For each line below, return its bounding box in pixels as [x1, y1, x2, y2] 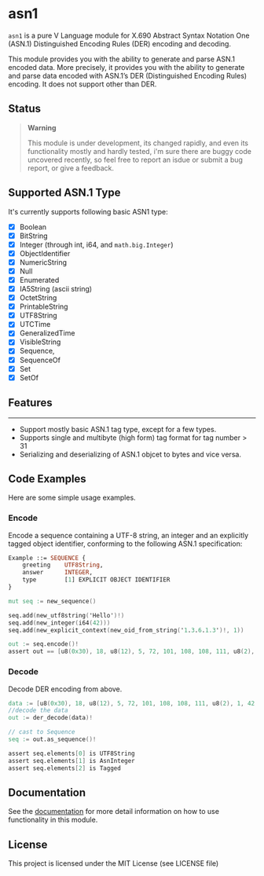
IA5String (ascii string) [19, 284, 93, 293]
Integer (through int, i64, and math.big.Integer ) [19, 240, 174, 249]
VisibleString [19, 337, 61, 346]
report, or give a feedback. [27, 163, 115, 173]
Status [8, 102, 42, 115]
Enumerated [19, 275, 60, 284]
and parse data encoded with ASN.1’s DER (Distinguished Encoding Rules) [8, 71, 247, 80]
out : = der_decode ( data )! [8, 714, 93, 722]
